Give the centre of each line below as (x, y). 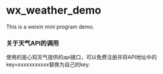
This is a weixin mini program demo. (50, 27)
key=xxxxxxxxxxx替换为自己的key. (48, 65)
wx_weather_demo (54, 10)
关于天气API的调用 (33, 43)
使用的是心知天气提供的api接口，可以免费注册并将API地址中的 (81, 57)
